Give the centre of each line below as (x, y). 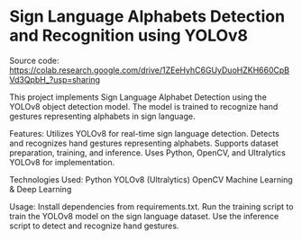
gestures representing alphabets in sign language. (102, 116)
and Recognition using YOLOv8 (129, 36)
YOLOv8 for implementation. (62, 162)
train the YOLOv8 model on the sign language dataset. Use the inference (144, 216)
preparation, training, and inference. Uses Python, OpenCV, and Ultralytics (147, 152)
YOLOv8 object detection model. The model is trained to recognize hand (144, 106)
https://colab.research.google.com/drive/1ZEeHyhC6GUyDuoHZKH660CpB (150, 70)
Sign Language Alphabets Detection (147, 17)
